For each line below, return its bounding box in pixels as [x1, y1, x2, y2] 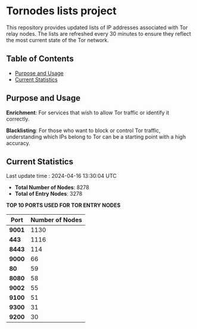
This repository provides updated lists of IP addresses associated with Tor [6, 24, 188, 31]
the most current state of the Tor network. [6, 36, 109, 43]
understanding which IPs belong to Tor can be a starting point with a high [6, 133, 186, 140]
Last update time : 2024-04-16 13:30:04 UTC [6, 173, 117, 180]
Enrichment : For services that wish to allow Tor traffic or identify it [6, 109, 170, 116]
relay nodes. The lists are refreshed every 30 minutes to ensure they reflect [6, 30, 192, 37]
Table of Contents [6, 54, 74, 64]
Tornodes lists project [6, 4, 117, 18]
